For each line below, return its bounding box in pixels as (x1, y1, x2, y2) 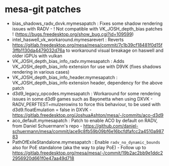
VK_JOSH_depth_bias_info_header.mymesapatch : (12, 74, 118, 80)
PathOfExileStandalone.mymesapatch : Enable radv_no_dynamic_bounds (12, 139, 160, 145)
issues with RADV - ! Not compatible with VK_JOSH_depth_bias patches (12, 25, 163, 31)
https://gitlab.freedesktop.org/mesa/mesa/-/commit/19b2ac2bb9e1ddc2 (12, 150, 163, 156)
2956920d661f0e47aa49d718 (12, 155, 75, 161)
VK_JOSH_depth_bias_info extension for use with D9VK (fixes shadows (12, 63, 161, 70)
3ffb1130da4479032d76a (12, 47, 65, 53)
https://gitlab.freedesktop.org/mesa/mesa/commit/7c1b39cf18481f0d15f (12, 42, 163, 48)
